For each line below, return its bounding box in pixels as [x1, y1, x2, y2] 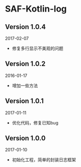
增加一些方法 [12, 82, 38, 88]
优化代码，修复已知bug [12, 120, 59, 125]
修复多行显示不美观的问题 [12, 46, 64, 51]
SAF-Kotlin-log [5, 3, 67, 15]
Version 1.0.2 [5, 60, 46, 68]
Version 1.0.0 [5, 134, 46, 142]
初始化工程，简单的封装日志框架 [12, 157, 76, 163]
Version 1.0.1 [5, 97, 44, 105]
